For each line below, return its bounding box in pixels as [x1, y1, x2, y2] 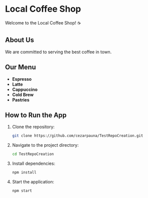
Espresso [12, 76, 32, 82]
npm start [12, 188, 33, 193]
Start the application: [12, 179, 55, 184]
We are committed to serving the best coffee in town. [5, 49, 112, 55]
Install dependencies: [12, 160, 55, 167]
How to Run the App [5, 111, 67, 119]
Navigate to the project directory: [12, 142, 79, 148]
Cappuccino [12, 87, 38, 92]
